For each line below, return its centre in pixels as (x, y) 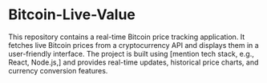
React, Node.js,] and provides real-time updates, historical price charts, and (133, 62)
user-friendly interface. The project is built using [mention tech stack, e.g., (131, 53)
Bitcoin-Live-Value (72, 15)
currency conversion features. (58, 70)
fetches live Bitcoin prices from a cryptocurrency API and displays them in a (133, 45)
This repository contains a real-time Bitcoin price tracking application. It (127, 37)
